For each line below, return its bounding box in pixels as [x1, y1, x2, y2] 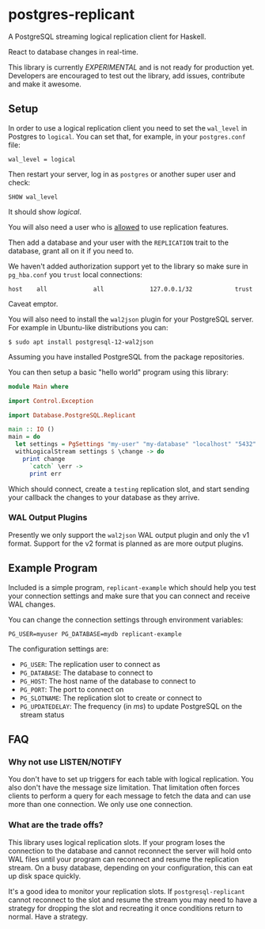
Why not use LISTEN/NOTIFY [8, 756, 123, 767]
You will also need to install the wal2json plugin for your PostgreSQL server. [8, 314, 254, 324]
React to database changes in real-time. [8, 47, 138, 56]
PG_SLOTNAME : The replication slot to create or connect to [19, 693, 203, 702]
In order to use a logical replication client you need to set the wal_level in [8, 123, 248, 132]
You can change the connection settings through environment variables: [8, 615, 244, 624]
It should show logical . [8, 207, 81, 216]
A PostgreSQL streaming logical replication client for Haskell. [8, 32, 206, 41]
